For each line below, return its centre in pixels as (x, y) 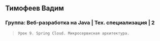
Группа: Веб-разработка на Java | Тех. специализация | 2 (80, 23)
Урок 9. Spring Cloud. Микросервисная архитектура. (73, 33)
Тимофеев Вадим (35, 8)
